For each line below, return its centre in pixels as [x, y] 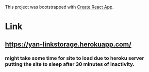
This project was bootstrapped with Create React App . [59, 7]
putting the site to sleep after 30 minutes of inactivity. [70, 64]
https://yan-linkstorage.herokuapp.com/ [68, 44]
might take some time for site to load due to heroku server [74, 58]
